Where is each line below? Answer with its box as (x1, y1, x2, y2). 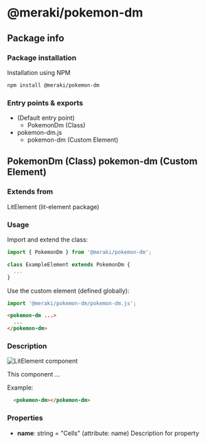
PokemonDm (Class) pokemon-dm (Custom (7, 156, 198, 167)
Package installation (7, 53, 77, 63)
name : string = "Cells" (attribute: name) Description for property (16, 429, 199, 437)
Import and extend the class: (7, 235, 88, 244)
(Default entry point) (16, 114, 76, 122)
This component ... (7, 370, 60, 379)
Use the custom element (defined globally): (7, 286, 130, 295)
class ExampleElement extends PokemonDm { (7, 261, 130, 268)
